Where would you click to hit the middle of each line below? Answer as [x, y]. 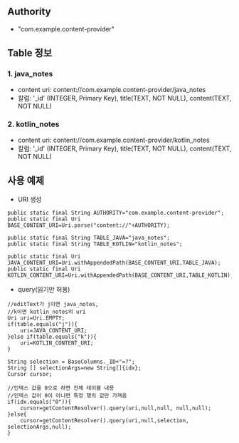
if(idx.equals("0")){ [39, 402]
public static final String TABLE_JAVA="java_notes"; [89, 238]
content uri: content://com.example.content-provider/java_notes [112, 89]
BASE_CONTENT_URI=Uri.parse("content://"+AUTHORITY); [89, 225]
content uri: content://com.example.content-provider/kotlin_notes [113, 140]
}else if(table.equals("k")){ [52, 337]
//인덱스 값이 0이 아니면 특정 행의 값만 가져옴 [67, 395]
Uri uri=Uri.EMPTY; [36, 318]
